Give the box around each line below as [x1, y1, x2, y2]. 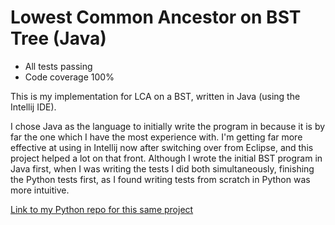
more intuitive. [10, 184, 70, 196]
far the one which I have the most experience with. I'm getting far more [10, 131, 303, 143]
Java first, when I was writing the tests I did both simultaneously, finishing [10, 162, 315, 175]
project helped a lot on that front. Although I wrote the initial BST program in [10, 152, 323, 164]
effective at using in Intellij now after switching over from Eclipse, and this [10, 141, 314, 153]
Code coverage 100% [24, 71, 115, 83]
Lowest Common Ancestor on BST [10, 6, 302, 29]
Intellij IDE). [10, 101, 57, 113]
